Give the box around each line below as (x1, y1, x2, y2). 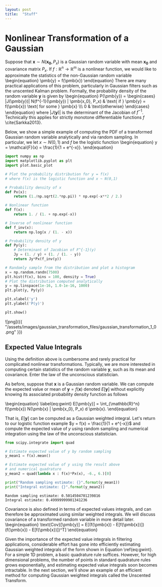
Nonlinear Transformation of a (5, 33, 129, 44)
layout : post (5, 7, 31, 12)
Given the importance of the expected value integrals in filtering (5, 536, 132, 542)
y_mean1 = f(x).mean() (5, 453, 51, 458)
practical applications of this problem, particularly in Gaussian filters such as (5, 83, 158, 88)
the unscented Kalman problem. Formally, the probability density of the (5, 88, 147, 94)
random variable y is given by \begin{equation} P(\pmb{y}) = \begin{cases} (5, 93, 156, 99)
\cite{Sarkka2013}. (5, 120, 43, 125)
